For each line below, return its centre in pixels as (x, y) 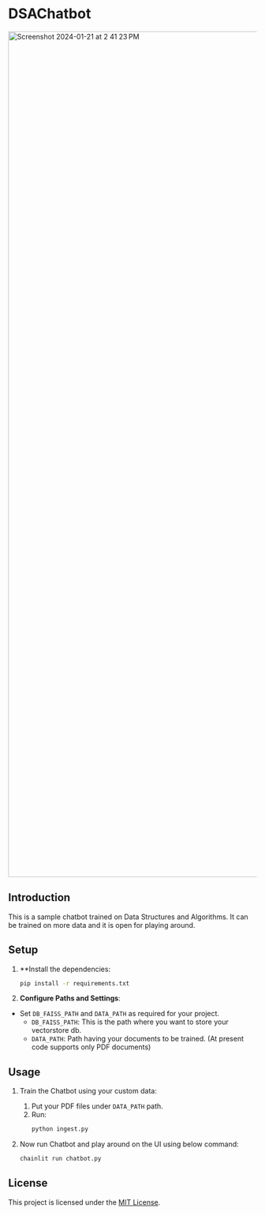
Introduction (39, 897)
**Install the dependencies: (65, 969)
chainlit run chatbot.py (60, 1159)
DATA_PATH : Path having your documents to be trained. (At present (138, 1039)
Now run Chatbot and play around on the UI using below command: (129, 1144)
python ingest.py (60, 1129)
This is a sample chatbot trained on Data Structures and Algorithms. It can (128, 917)
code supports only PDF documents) (91, 1047)
